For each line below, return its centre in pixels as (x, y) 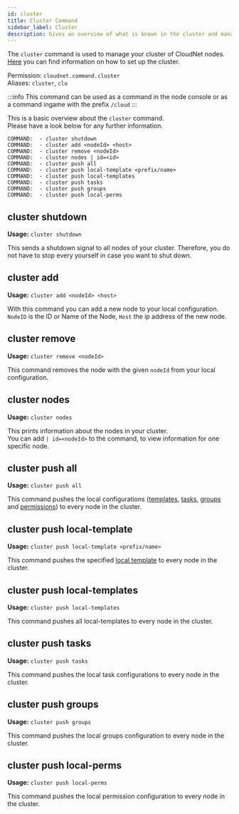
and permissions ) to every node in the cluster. (75, 507)
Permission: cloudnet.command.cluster (64, 76)
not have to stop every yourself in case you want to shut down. (100, 256)
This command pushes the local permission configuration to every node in (116, 796)
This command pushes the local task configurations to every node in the (113, 674)
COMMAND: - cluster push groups (57, 189)
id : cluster (25, 14)
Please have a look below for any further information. (85, 126)
